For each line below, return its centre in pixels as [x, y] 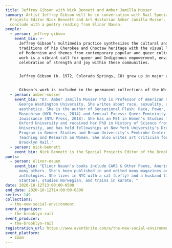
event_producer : [23, 218]
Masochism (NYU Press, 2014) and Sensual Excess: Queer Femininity [92, 114]
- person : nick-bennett [35, 147]
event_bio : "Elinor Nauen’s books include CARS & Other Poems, [83, 166]
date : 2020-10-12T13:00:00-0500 [40, 185]
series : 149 [18, 195]
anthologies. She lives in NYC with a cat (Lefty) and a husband [90, 176]
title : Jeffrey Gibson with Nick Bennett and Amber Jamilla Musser [79, 10]
